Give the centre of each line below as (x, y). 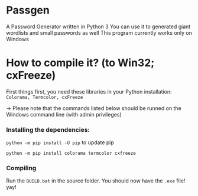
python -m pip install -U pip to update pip (60, 142)
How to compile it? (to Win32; (80, 63)
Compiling (21, 168)
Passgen (28, 10)
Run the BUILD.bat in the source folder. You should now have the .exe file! (96, 181)
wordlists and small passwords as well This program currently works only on (99, 32)
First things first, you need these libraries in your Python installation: (89, 91)
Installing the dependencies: (48, 129)
